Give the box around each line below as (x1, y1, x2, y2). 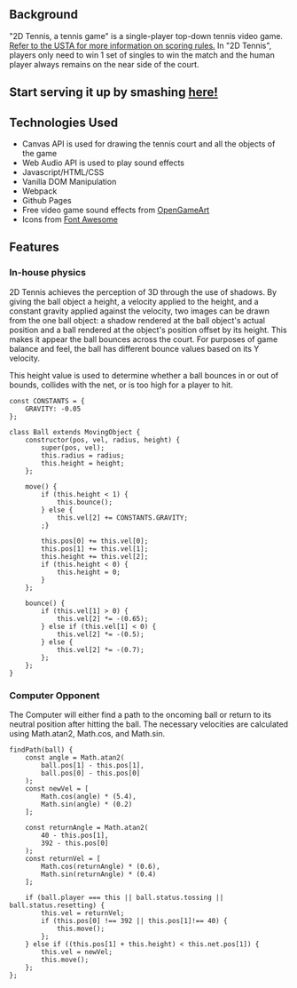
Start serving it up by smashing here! (9, 84, 219, 100)
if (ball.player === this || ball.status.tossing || (25, 893, 224, 902)
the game (21, 148, 58, 159)
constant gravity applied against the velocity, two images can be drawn (9, 306, 270, 316)
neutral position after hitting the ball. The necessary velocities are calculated (9, 719, 289, 729)
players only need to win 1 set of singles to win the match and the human (9, 49, 275, 60)
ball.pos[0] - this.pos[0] (41, 769, 141, 777)
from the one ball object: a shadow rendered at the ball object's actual (9, 315, 266, 325)
